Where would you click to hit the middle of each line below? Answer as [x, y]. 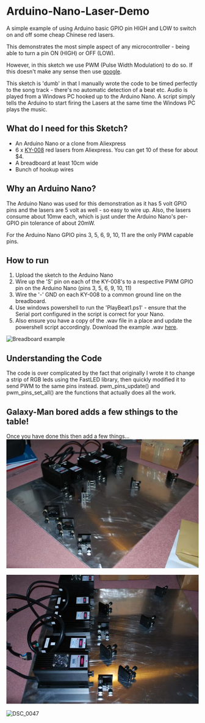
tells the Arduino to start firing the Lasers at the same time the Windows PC [101, 103]
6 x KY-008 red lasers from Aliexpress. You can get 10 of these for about [106, 150]
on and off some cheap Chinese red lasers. [60, 34]
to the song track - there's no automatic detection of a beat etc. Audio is [97, 89]
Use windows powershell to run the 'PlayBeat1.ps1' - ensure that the [101, 308]
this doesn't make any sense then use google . [64, 71]
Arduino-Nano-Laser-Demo [78, 11]
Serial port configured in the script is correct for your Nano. [90, 314]
